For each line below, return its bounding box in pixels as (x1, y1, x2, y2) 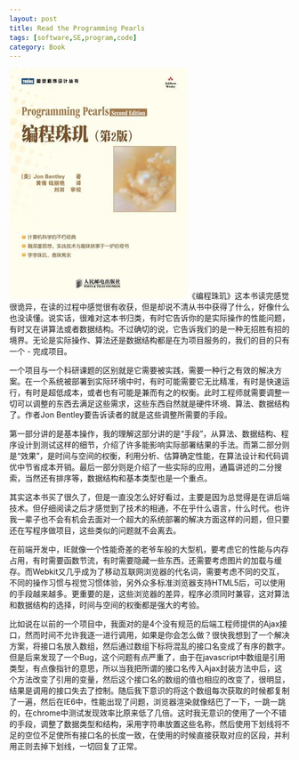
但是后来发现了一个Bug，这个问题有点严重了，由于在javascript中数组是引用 (9, 652, 287, 663)
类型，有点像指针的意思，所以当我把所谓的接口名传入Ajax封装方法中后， (9, 663, 275, 674)
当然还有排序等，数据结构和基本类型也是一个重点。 (24, 473, 212, 484)
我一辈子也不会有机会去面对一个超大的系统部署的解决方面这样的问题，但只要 (9, 514, 290, 525)
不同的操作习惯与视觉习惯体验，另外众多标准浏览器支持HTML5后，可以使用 (9, 578, 287, 588)
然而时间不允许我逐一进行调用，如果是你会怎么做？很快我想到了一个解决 (24, 630, 290, 641)
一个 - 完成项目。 (9, 346, 73, 357)
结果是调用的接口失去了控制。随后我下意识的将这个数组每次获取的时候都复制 (9, 685, 290, 696)
